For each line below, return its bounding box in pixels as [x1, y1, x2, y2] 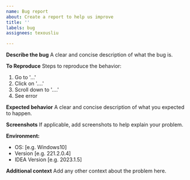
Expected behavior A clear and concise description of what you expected [6, 104, 185, 111]
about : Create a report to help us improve [6, 14, 114, 20]
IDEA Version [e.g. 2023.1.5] [14, 156, 82, 163]
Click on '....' [14, 80, 44, 87]
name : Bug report [6, 8, 49, 15]
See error [14, 93, 38, 100]
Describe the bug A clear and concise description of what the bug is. [6, 51, 173, 58]
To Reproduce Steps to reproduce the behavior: [6, 62, 122, 70]
